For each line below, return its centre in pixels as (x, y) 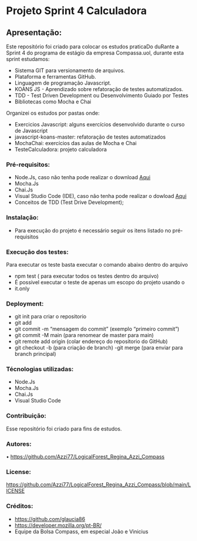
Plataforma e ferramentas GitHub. (55, 77)
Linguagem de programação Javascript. (63, 83)
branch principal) (35, 354)
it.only (22, 288)
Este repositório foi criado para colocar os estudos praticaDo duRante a (93, 46)
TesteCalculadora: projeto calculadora (61, 149)
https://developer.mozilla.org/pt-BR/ (58, 525)
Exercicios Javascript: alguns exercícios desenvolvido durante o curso (99, 124)
